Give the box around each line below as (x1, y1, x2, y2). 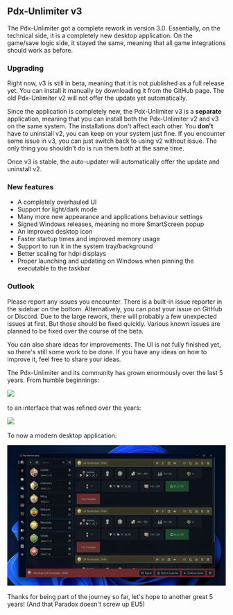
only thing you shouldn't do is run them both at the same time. (7, 144, 185, 153)
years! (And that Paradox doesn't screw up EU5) (7, 600, 146, 608)
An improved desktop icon (17, 227, 93, 236)
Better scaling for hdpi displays (17, 250, 106, 258)
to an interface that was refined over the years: (7, 404, 141, 412)
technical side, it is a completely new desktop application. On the (7, 31, 193, 40)
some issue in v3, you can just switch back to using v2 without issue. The (7, 137, 217, 145)
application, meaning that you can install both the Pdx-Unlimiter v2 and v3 (7, 114, 219, 123)
